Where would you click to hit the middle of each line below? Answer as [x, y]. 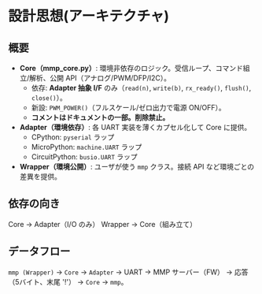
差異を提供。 [40, 177]
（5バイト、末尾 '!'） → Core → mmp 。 [68, 281]
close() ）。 [49, 98]
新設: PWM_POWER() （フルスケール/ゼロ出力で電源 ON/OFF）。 [128, 108]
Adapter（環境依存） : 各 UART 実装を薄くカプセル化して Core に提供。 [135, 127]
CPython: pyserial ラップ [73, 137]
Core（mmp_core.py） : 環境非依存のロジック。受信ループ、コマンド [131, 68]
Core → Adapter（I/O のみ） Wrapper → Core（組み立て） [103, 224]
